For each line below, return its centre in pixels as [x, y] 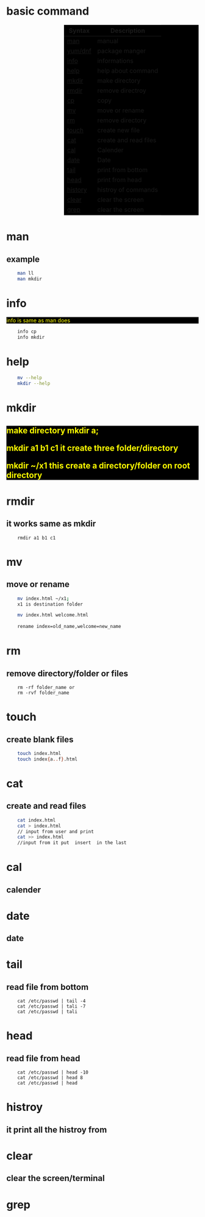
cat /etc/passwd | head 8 [50, 1078]
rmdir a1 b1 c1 [37, 538]
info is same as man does [38, 320]
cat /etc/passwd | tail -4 [52, 1001]
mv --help [30, 378]
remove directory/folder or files [67, 674]
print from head [120, 179]
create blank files [40, 739]
